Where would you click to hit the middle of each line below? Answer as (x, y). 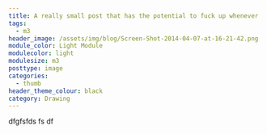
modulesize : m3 (34, 61)
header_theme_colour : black (56, 91)
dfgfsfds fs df (31, 121)
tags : (17, 23)
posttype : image (36, 69)
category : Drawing (39, 98)
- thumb (29, 83)
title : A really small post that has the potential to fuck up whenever (133, 16)
